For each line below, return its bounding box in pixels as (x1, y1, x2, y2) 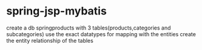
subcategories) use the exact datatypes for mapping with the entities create (6, 30, 196, 37)
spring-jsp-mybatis (6, 4, 107, 18)
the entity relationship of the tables (6, 37, 94, 44)
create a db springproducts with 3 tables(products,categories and (6, 24, 171, 31)
